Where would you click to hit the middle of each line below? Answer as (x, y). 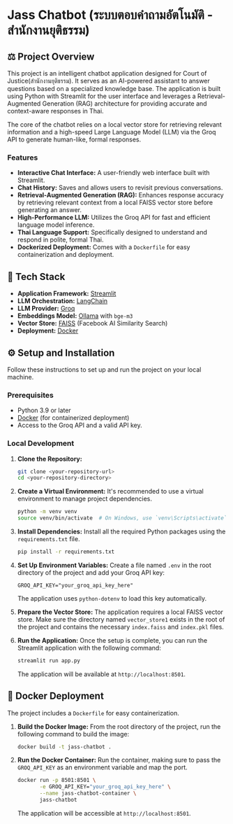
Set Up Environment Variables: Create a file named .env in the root (114, 565)
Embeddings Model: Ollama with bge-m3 (75, 316)
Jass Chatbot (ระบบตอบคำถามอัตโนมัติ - (110, 15)
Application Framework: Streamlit (67, 293)
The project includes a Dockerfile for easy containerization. (93, 713)
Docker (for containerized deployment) (73, 418)
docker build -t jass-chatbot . (64, 747)
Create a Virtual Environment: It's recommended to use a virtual (110, 491)
